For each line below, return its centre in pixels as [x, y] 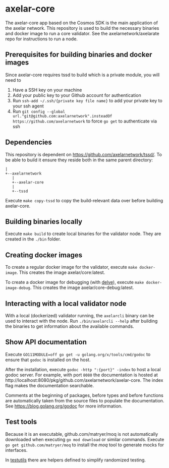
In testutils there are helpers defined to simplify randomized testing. [76, 460]
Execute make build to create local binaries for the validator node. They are [83, 234]
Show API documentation [46, 342]
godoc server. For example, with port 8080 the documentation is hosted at [81, 375]
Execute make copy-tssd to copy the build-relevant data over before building [84, 200]
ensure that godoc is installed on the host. [48, 360]
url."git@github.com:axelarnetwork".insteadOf [62, 116]
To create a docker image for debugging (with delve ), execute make [75, 282]
